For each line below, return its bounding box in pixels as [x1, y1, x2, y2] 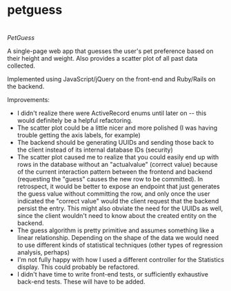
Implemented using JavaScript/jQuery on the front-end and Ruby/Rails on [7, 75, 216, 83]
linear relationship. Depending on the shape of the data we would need [17, 234, 219, 242]
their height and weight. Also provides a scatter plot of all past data [7, 54, 198, 63]
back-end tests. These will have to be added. [17, 278, 145, 286]
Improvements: [7, 96, 50, 104]
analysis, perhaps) [17, 248, 70, 257]
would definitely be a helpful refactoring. [17, 117, 133, 125]
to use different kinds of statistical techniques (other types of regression [17, 241, 223, 250]
